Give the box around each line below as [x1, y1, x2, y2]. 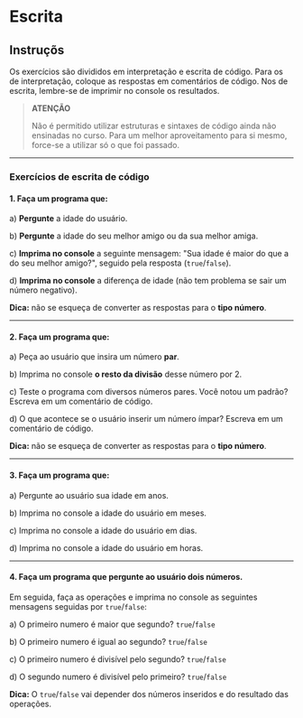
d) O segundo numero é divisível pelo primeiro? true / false [9, 671, 227, 682]
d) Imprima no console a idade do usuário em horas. [9, 542, 204, 553]
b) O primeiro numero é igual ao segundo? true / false [9, 636, 207, 647]
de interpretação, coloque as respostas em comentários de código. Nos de [9, 76, 289, 87]
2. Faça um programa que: [9, 331, 110, 342]
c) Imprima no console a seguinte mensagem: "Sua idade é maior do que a [9, 248, 289, 259]
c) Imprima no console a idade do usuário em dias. [9, 525, 197, 536]
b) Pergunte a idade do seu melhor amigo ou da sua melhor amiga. [9, 230, 259, 241]
